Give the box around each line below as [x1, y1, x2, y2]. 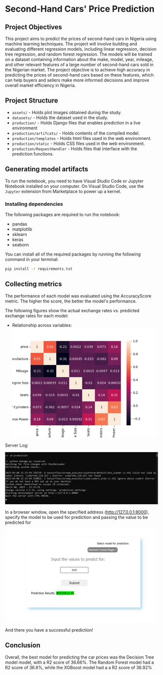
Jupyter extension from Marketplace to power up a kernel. [5, 188, 121, 194]
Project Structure [5, 97, 58, 105]
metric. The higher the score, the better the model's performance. [5, 298, 137, 304]
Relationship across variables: [12, 322, 72, 328]
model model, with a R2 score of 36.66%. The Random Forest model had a [5, 659, 154, 665]
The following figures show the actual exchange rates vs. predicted [5, 307, 140, 313]
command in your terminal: [5, 256, 59, 262]
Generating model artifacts [5, 165, 88, 174]
